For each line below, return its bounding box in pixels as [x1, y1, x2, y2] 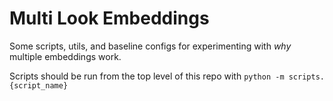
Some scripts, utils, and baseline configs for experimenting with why [9, 40, 292, 52]
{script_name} [9, 80, 69, 91]
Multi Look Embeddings [9, 7, 210, 30]
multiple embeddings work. [9, 50, 122, 62]
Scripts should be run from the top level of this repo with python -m [9, 70, 285, 82]
